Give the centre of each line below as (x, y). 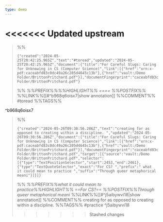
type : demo (16, 9)
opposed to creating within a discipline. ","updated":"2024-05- (84, 133)
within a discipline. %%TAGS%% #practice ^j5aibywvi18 (73, 205)
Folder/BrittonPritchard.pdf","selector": (60, 158)
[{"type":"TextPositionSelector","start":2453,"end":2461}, (79, 162)
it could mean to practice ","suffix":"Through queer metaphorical (86, 171)
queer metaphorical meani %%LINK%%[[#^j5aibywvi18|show (79, 194)
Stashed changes (107, 214)
